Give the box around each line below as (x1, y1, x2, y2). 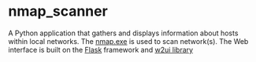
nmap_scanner (8, 2, 108, 20)
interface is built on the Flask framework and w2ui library (8, 45, 194, 54)
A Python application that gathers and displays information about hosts (8, 28, 239, 38)
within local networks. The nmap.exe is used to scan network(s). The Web (8, 36, 249, 46)
